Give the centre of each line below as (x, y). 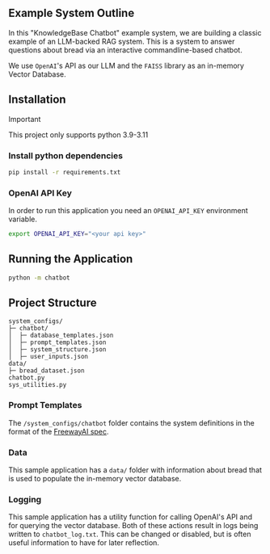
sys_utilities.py (38, 385)
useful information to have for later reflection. (84, 543)
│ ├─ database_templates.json (61, 336)
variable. (23, 219)
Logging (25, 499)
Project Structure (53, 303)
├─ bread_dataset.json (46, 371)
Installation (37, 100)
